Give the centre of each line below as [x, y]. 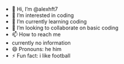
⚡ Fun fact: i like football [41, 55]
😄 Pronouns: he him [37, 49]
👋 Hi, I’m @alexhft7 [35, 9]
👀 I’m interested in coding [43, 15]
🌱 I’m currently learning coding [49, 21]
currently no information [41, 43]
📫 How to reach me [36, 34]
